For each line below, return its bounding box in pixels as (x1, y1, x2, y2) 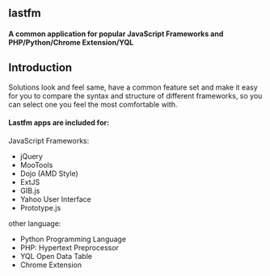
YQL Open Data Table (19, 252, 93, 261)
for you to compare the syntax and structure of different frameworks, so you (8, 90, 263, 100)
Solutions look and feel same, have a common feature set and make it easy (8, 82, 259, 92)
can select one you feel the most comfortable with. (8, 99, 178, 109)
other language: (8, 219, 61, 228)
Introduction (8, 61, 73, 75)
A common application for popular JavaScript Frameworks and (8, 28, 224, 39)
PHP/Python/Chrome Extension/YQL (8, 37, 134, 47)
